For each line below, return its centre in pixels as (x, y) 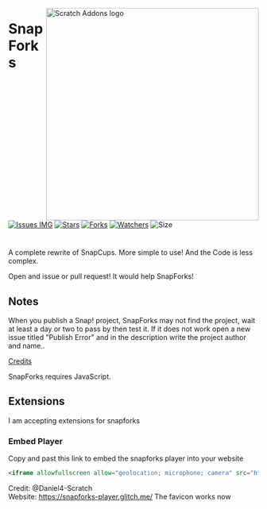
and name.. (27, 346)
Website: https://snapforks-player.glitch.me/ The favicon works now (120, 496)
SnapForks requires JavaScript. (60, 376)
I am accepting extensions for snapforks (74, 420)
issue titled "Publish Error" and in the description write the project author (127, 337)
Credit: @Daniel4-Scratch (50, 488)
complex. (23, 261)
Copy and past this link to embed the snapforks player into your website (126, 459)
